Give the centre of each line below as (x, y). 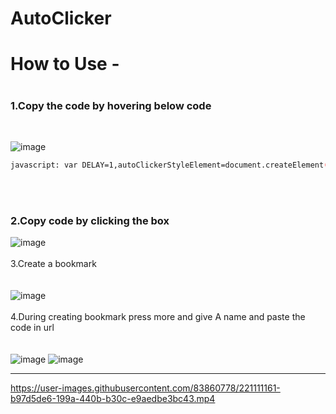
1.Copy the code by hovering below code (111, 105)
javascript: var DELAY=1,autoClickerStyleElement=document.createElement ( (169, 165)
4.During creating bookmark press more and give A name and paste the (158, 317)
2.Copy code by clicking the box (90, 220)
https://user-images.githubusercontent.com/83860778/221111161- (145, 388)
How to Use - (65, 64)
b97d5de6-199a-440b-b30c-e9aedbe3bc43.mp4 (113, 399)
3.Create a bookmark (53, 264)
